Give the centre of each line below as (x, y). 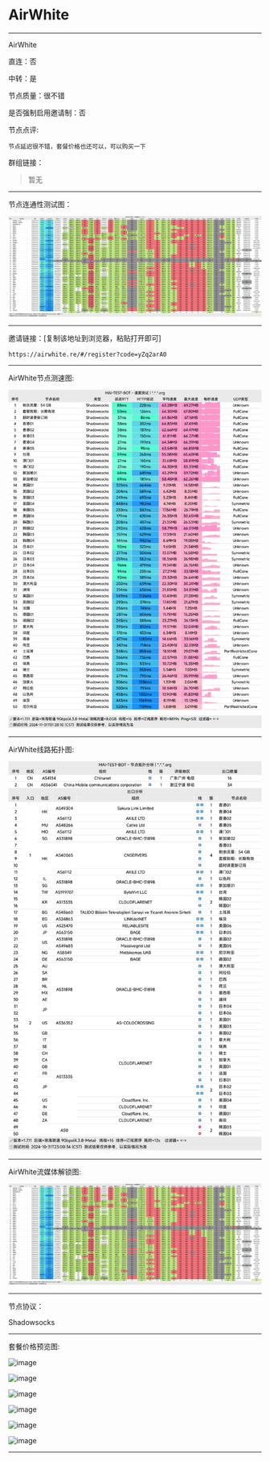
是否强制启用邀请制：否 (47, 112)
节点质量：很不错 (37, 95)
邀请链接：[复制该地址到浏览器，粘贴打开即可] (85, 338)
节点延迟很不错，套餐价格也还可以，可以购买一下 (77, 147)
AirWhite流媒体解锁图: (45, 1172)
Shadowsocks (32, 1322)
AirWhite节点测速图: (41, 378)
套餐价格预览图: (34, 1346)
